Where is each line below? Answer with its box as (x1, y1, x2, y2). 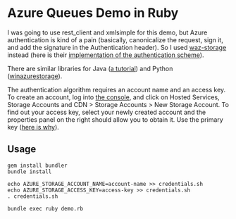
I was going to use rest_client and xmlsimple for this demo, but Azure (7, 28, 208, 37)
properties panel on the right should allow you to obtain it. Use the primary (7, 115, 223, 124)
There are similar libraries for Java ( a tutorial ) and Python (7, 64, 173, 73)
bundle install (7, 168, 52, 175)
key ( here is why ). (7, 123, 60, 131)
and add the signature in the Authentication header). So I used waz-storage (7, 43, 227, 51)
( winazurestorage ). (7, 72, 63, 80)
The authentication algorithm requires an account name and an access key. (7, 85, 226, 94)
